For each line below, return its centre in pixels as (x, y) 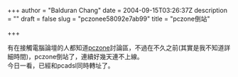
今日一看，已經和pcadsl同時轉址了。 (61, 66)
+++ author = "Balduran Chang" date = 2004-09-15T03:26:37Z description (117, 10)
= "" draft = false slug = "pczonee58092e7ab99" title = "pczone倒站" (109, 19)
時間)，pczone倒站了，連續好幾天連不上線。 (78, 57)
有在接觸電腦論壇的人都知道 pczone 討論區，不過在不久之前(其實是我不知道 (116, 48)
